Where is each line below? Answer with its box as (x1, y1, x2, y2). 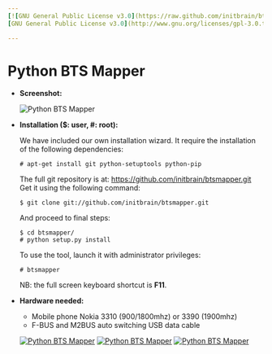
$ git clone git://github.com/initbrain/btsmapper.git (19, 199, 209, 208)
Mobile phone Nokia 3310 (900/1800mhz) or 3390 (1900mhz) (31, 312, 237, 321)
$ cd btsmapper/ (19, 229, 75, 237)
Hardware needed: (19, 296, 84, 306)
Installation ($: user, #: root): (19, 120, 119, 130)
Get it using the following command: (19, 183, 141, 193)
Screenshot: (19, 89, 63, 98)
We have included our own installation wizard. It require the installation (19, 136, 257, 146)
